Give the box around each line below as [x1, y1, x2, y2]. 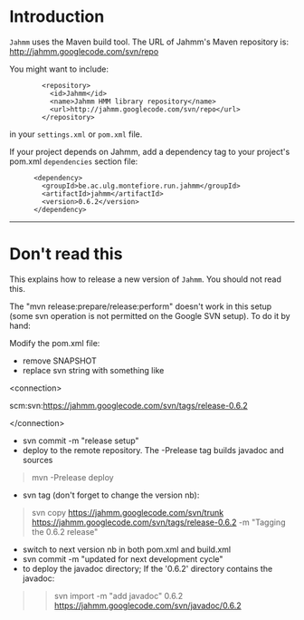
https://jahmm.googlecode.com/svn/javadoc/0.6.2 [53, 600, 242, 611]
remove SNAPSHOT [22, 355, 97, 366]
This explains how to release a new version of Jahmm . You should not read [9, 274, 282, 285]
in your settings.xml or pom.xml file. [9, 129, 143, 140]
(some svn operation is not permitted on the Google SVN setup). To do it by [9, 310, 291, 321]
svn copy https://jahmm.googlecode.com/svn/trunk [31, 507, 224, 518]
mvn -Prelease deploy [31, 471, 115, 482]
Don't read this [9, 244, 123, 265]
